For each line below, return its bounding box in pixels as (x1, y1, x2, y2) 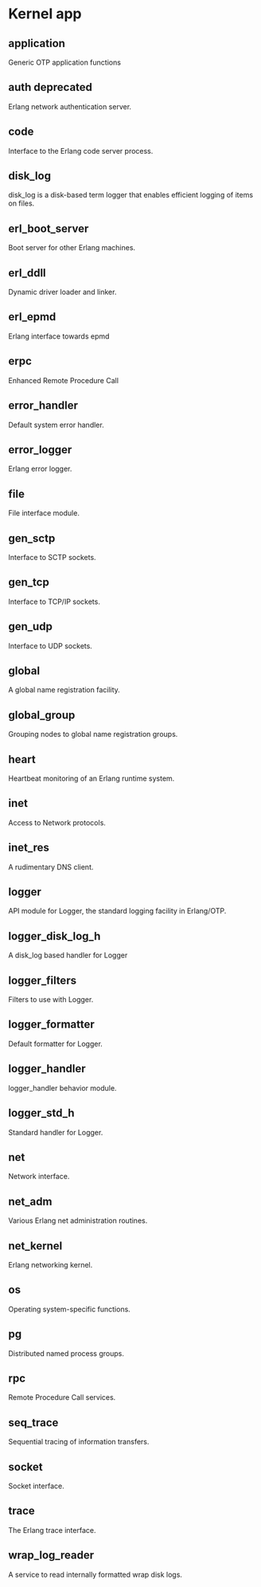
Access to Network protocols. (8, 817, 106, 827)
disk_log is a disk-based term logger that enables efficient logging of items (8, 190, 253, 200)
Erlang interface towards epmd (8, 331, 110, 341)
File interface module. (8, 508, 80, 518)
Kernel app (8, 5, 82, 23)
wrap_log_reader (8, 1549, 95, 1562)
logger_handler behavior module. (8, 1083, 117, 1092)
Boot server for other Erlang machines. (8, 243, 136, 253)
